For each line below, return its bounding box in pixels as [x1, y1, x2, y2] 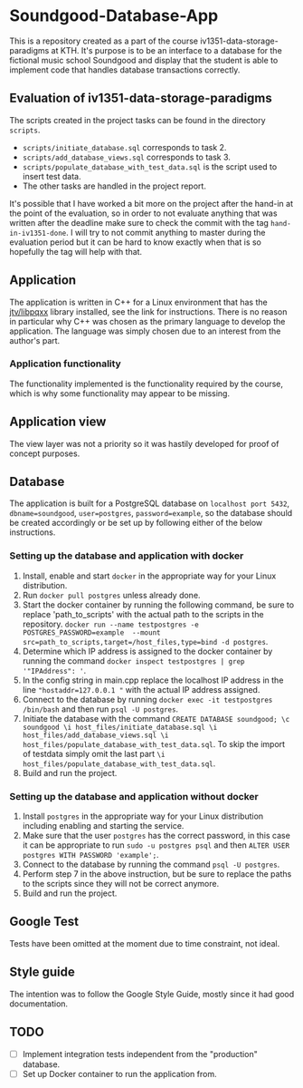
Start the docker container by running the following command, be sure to [22, 599, 295, 610]
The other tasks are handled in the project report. [22, 180, 206, 191]
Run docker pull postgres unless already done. [22, 589, 201, 600]
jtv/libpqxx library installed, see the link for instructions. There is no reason [9, 306, 288, 317]
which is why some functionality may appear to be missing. [9, 387, 231, 399]
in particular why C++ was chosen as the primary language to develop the [9, 316, 286, 326]
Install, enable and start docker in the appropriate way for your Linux [22, 570, 277, 581]
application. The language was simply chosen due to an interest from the [9, 325, 281, 336]
